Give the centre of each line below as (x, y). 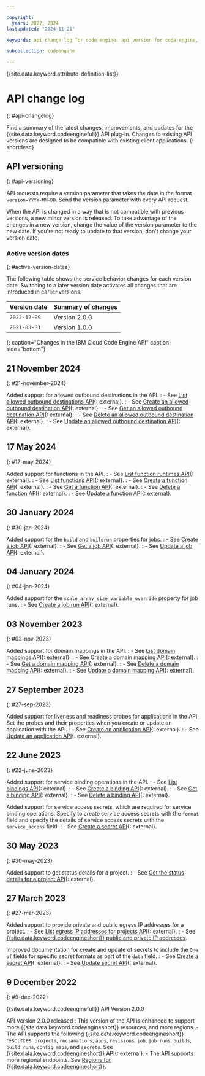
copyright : (20, 17)
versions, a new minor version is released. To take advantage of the (92, 218)
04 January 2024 (40, 571)
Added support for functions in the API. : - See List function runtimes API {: (100, 474)
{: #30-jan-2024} (28, 527)
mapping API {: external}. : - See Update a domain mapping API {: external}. (100, 671)
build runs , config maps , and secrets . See (60, 1047)
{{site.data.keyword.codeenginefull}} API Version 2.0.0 (76, 1009)
